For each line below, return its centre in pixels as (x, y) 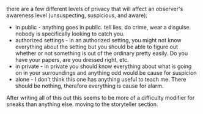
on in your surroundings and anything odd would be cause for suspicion (106, 73)
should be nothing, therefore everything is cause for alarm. (89, 86)
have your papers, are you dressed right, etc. (72, 60)
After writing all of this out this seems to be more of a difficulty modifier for (101, 98)
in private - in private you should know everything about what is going (103, 66)
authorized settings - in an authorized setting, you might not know (98, 40)
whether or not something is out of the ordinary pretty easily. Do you (102, 53)
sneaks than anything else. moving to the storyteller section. (82, 104)
